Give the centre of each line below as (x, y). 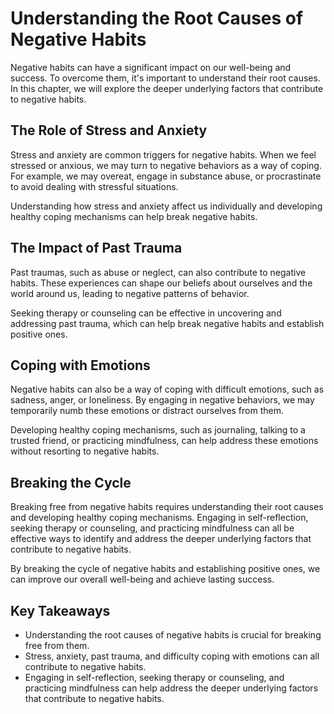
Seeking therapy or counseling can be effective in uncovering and (146, 313)
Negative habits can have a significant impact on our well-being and (151, 67)
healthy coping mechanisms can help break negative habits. (134, 216)
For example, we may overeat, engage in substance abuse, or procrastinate (166, 176)
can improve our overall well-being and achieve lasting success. (142, 579)
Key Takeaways (60, 610)
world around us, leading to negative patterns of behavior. (130, 293)
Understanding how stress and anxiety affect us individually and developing (166, 206)
